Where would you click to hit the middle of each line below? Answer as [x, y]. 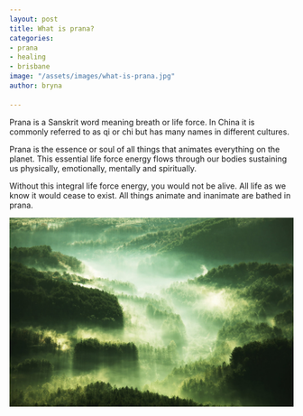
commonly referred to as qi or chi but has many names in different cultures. [150, 132]
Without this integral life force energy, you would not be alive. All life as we [148, 186]
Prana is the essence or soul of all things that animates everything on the [145, 149]
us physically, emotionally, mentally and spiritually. [103, 168]
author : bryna [36, 86]
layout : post [34, 19]
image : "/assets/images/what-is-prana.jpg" [92, 77]
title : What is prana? [52, 28]
